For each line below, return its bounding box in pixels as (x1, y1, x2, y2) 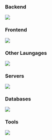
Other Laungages (5, 49, 47, 56)
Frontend (5, 26, 27, 33)
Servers (5, 72, 24, 79)
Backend (5, 3, 27, 10)
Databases (5, 95, 31, 102)
